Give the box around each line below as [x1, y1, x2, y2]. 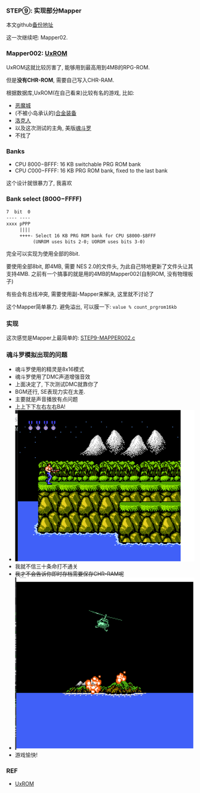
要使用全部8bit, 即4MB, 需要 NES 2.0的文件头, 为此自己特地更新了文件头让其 [6, 263, 193, 270]
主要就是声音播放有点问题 [14, 395, 78, 403]
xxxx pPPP [6, 221, 31, 227]
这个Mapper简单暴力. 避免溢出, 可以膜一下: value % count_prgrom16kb [6, 303, 177, 311]
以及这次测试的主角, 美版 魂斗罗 [14, 124, 91, 131]
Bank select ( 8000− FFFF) [6, 195, 82, 203]
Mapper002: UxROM [6, 49, 67, 57]
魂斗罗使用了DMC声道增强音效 [14, 373, 91, 380]
